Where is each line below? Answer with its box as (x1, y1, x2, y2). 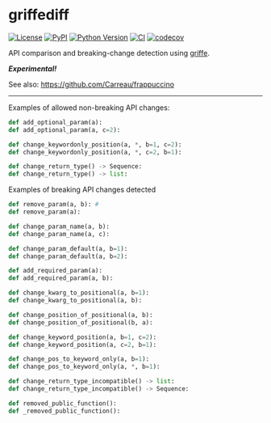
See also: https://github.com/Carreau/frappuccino (8, 79, 175, 89)
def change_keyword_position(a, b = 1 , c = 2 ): (8, 333, 157, 341)
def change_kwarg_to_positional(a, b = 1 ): (8, 289, 150, 297)
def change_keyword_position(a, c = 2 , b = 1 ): (8, 341, 157, 349)
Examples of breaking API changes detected (8, 184, 156, 195)
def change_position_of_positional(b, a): (8, 318, 153, 327)
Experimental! (8, 63, 57, 74)
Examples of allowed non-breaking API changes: (8, 103, 170, 112)
